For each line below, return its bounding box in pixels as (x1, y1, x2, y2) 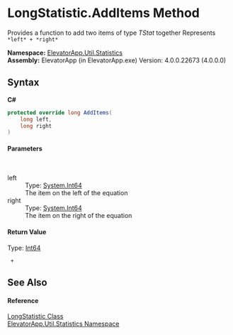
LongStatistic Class (7, 312, 64, 321)
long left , (20, 116, 52, 123)
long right (20, 122, 52, 129)
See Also (7, 277, 47, 289)
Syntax (7, 77, 40, 89)
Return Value (7, 228, 47, 236)
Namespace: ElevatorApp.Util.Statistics (7, 48, 123, 57)
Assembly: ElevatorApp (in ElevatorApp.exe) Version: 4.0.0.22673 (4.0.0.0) (7, 55, 227, 65)
